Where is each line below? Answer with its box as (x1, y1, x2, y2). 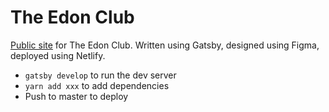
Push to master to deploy (24, 90, 129, 102)
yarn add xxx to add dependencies (24, 79, 170, 91)
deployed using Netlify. (10, 49, 106, 61)
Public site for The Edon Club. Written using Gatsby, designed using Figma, (10, 39, 320, 51)
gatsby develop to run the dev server (24, 69, 177, 81)
